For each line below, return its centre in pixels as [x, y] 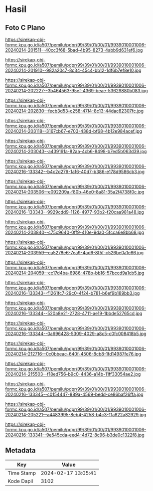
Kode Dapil [20, 481]
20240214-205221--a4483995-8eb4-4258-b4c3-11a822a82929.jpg [76, 414]
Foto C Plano [25, 28]
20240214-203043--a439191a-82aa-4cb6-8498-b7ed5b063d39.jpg [76, 151]
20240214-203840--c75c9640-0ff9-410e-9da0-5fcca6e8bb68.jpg [75, 232]
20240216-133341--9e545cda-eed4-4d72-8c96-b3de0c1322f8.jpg [75, 435]
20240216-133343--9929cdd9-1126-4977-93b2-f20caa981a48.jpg [75, 212]
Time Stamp [22, 473]
